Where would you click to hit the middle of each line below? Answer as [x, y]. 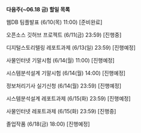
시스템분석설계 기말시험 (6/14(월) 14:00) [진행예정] [66, 73]
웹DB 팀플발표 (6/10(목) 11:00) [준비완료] [54, 22]
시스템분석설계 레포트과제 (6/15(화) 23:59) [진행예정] [68, 99]
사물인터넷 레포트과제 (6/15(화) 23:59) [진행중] [61, 111]
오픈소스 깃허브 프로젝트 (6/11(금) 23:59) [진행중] [64, 35]
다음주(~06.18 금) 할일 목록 [38, 9]
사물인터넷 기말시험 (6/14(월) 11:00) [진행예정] [61, 60]
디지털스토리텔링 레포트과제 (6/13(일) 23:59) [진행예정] [71, 48]
